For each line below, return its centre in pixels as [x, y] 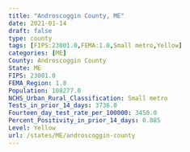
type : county [30, 38]
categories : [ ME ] [38, 53]
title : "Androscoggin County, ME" [67, 16]
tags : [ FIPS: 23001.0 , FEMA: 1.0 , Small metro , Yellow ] [95, 46]
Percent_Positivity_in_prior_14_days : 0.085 [84, 121]
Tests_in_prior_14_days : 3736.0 [63, 105]
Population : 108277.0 [45, 90]
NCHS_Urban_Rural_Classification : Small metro [88, 98]
